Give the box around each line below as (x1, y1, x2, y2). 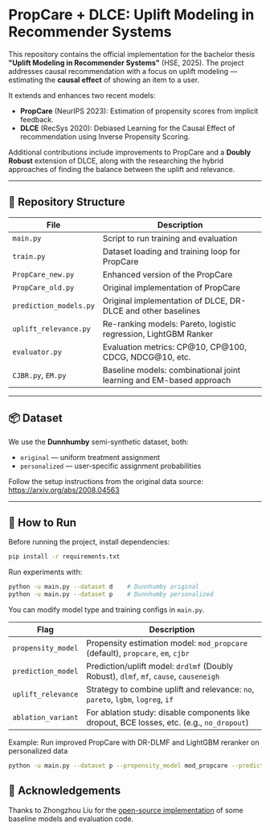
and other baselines (125, 305, 201, 316)
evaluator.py (12, 347, 63, 356)
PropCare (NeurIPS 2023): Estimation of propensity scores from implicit (19, 106, 259, 116)
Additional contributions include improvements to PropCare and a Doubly (8, 147, 252, 157)
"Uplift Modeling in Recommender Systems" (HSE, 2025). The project (8, 58, 244, 68)
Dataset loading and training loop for (102, 245, 241, 257)
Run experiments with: (8, 567, 83, 577)
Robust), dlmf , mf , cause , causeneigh (85, 671, 220, 681)
